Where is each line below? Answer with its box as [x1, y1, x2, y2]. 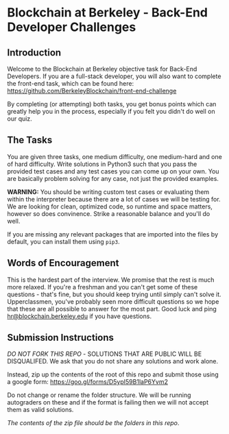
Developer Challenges [7, 19, 136, 35]
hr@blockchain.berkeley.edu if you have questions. [7, 312, 152, 320]
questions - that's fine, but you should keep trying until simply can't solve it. [7, 290, 221, 298]
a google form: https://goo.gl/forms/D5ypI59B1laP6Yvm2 [7, 378, 168, 386]
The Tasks [7, 134, 53, 146]
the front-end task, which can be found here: [7, 80, 134, 87]
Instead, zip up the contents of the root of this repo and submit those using [7, 370, 219, 378]
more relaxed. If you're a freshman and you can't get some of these [7, 282, 198, 291]
